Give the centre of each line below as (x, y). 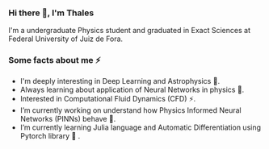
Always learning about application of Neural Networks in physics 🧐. (132, 89)
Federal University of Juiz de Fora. (66, 39)
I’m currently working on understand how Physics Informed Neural (130, 110)
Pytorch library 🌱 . (50, 135)
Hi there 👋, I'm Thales (51, 13)
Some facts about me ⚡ (55, 60)
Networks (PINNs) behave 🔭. (68, 118)
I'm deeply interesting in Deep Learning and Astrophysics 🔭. (120, 81)
